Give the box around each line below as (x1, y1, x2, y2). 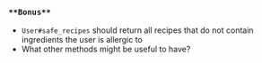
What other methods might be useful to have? (21, 43, 191, 55)
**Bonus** (8, 7, 51, 17)
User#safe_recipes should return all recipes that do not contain (21, 25, 254, 35)
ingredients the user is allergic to (21, 35, 143, 45)
